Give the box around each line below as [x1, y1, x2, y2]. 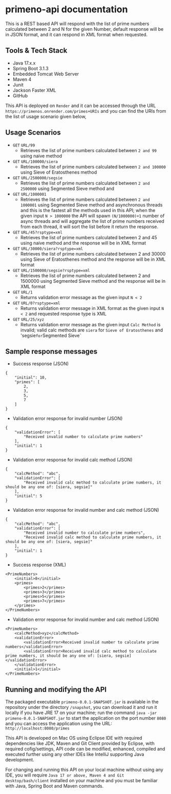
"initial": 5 [14, 493, 42, 499]
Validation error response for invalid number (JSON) [12, 415, 123, 422]
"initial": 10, [14, 375, 47, 380]
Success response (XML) [12, 562, 67, 568]
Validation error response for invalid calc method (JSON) [12, 457, 133, 463]
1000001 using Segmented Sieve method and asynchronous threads [20, 201, 163, 208]
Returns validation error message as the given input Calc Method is [20, 321, 161, 327]
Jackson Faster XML [12, 87, 56, 93]
